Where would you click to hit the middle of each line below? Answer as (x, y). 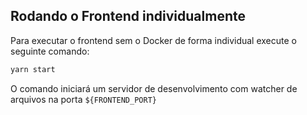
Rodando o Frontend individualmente (128, 16)
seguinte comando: (50, 51)
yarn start (33, 69)
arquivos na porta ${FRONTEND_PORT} (83, 99)
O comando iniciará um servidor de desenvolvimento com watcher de (154, 88)
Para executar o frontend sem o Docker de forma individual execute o (153, 40)
